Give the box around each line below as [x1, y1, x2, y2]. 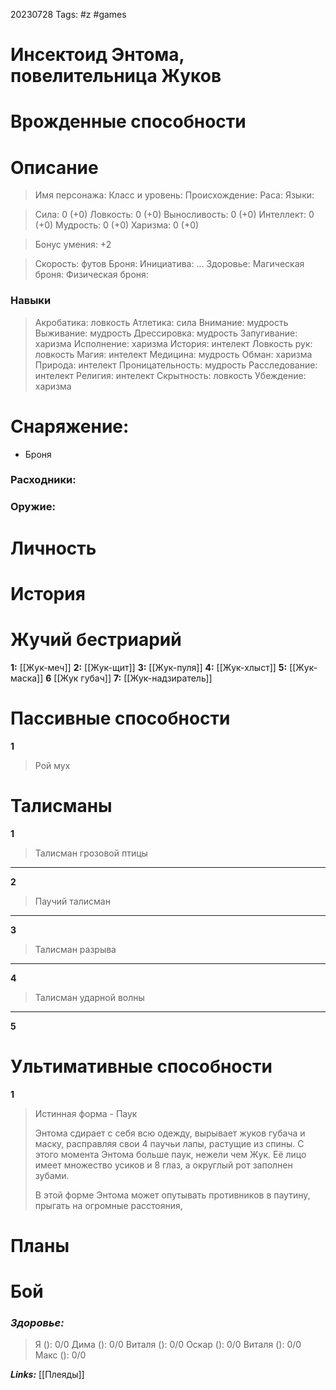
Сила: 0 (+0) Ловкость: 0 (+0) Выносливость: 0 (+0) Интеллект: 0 [34, 209, 315, 221]
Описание [10, 156, 99, 179]
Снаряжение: [10, 415, 130, 438]
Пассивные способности [10, 707, 231, 729]
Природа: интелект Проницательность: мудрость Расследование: [34, 359, 318, 371]
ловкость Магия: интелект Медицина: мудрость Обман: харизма [34, 348, 313, 360]
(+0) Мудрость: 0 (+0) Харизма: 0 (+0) [34, 219, 200, 231]
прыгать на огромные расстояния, [34, 1199, 183, 1211]
